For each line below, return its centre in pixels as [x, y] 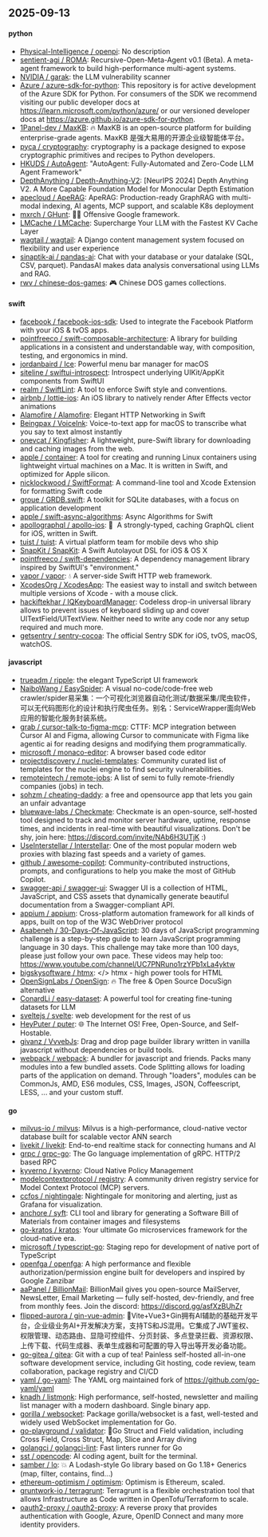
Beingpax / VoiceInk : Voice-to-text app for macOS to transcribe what [133, 423]
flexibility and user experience [69, 248]
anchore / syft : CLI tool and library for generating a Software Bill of [129, 1213]
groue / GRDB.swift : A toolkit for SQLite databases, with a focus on [129, 499]
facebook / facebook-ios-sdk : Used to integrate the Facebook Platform [136, 321]
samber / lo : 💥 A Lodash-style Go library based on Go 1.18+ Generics [133, 1465]
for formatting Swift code [61, 491]
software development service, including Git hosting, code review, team [138, 1363]
